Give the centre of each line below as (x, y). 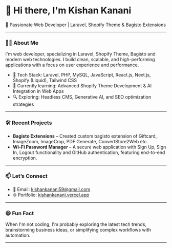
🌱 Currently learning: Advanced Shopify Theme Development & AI (82, 86)
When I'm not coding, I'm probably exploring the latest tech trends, (76, 224)
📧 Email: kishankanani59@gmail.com (51, 189)
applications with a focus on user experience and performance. (72, 65)
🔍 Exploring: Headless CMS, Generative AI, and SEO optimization (82, 97)
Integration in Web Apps (38, 91)
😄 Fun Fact (20, 213)
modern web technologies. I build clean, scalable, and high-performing (80, 60)
